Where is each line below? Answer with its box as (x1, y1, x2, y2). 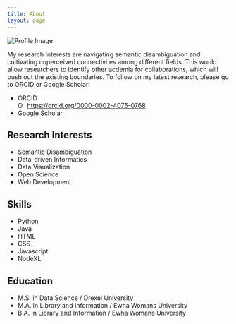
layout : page (7, 17, 46, 24)
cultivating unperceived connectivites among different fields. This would (7, 57, 217, 66)
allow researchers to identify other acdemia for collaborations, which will (7, 65, 218, 73)
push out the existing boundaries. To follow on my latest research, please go (7, 72, 229, 81)
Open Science (17, 170, 59, 179)
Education (7, 275, 54, 287)
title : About (7, 10, 46, 18)
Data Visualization (17, 163, 70, 172)
